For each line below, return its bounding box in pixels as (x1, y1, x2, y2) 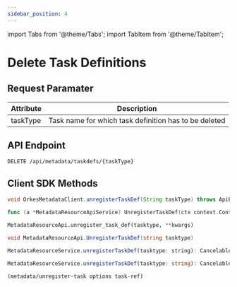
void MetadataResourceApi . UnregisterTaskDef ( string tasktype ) (7, 234, 194, 241)
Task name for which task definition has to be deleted (48, 115, 226, 125)
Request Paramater (7, 83, 94, 95)
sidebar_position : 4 (7, 10, 68, 18)
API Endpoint (7, 139, 66, 152)
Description (116, 103, 157, 113)
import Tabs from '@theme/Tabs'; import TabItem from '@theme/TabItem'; (7, 30, 224, 38)
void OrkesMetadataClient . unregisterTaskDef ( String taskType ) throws (7, 196, 217, 204)
